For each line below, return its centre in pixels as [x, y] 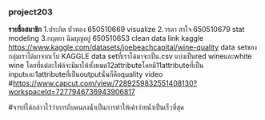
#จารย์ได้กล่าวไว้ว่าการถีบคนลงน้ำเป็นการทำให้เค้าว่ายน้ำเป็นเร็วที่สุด [96, 107]
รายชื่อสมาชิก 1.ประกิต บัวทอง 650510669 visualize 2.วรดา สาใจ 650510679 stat [126, 30]
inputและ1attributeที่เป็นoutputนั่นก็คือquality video [86, 74]
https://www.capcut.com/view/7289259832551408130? [105, 83]
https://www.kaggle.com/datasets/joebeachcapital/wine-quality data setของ [133, 47]
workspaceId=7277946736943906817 [72, 92]
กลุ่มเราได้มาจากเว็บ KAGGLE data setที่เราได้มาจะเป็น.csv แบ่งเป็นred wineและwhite [130, 56]
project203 [31, 12]
